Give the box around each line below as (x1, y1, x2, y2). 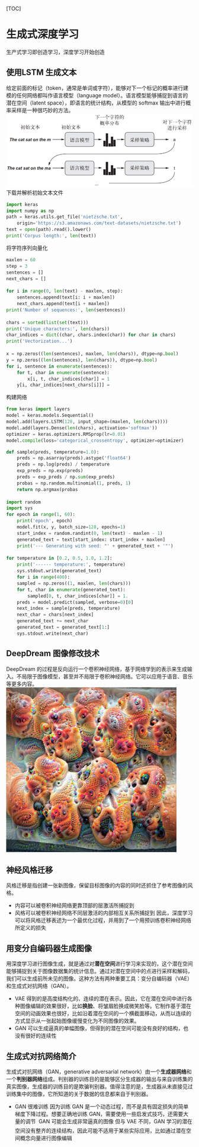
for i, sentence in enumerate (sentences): (6, 363, 113, 369)
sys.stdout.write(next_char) (17, 630, 89, 636)
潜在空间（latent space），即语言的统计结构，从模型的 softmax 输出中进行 (6, 99, 186, 106)
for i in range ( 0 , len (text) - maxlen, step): (6, 288, 123, 294)
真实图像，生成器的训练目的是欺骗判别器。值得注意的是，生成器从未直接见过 (6, 1083, 193, 1090)
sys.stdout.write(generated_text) (17, 568, 102, 574)
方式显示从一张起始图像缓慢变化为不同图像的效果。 (14, 1018, 140, 1025)
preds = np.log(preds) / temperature (17, 461, 110, 468)
